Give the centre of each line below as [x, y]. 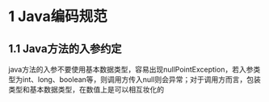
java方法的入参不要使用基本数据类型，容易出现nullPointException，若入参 [131, 69]
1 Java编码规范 [58, 16]
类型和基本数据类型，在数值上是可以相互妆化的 [86, 90]
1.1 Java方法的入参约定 [65, 49]
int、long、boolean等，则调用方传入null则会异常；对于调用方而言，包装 [141, 80]
